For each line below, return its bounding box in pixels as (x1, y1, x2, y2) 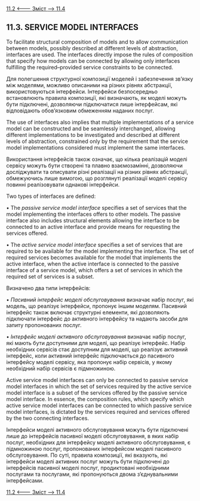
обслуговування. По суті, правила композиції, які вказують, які (6, 451, 168, 459)
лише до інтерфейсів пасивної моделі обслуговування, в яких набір (6, 432, 179, 439)
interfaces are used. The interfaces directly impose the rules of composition (6, 51, 193, 58)
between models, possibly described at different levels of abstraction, (6, 44, 178, 51)
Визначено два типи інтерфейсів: (6, 284, 91, 292)
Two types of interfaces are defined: (6, 193, 96, 200)
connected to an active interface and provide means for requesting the (6, 223, 180, 230)
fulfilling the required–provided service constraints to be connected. (6, 63, 174, 71)
